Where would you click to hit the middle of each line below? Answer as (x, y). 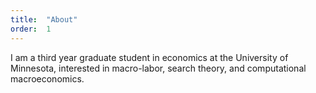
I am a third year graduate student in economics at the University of (149, 57)
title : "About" (44, 19)
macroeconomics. (47, 78)
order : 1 (31, 29)
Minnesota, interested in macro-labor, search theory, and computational (158, 68)
